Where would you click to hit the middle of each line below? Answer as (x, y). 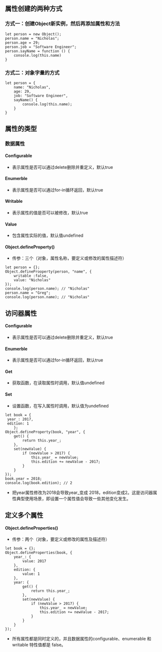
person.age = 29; (22, 43)
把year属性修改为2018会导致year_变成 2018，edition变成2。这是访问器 (82, 492)
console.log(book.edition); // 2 (39, 483)
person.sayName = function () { (37, 51)
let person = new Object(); (33, 34)
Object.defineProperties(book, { (39, 553)
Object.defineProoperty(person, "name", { (48, 272)
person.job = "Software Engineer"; (41, 47)
